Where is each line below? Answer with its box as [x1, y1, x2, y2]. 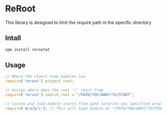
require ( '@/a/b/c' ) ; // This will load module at [5, 106, 110, 111]
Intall [5, 34, 21, 42]
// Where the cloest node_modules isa [5, 74, 85, 79]
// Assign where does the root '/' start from [5, 88, 103, 93]
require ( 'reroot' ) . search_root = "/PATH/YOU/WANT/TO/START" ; [5, 93, 135, 98]
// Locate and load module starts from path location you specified [5, 101, 150, 106]
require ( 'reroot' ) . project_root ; [5, 79, 75, 84]
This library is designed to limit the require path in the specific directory [5, 19, 152, 25]
